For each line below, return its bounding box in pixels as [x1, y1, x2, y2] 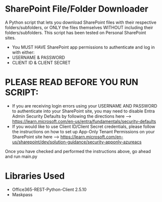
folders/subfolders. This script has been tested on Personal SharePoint [5, 30, 147, 35]
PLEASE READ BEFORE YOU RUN [5, 77, 139, 88]
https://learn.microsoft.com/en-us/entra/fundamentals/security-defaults [12, 118, 156, 124]
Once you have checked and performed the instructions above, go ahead [5, 148, 151, 154]
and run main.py [5, 154, 38, 159]
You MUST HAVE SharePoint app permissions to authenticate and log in [12, 44, 155, 50]
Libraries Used [5, 171, 65, 182]
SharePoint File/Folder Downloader [5, 3, 148, 15]
